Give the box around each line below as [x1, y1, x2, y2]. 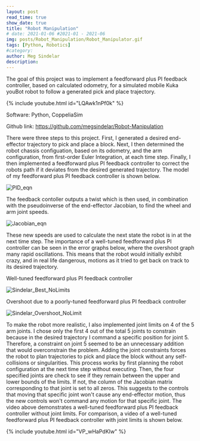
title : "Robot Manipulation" [6, 25, 79, 32]
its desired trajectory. [6, 263, 59, 270]
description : [6, 59, 39, 65]
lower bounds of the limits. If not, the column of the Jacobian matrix [6, 378, 173, 385]
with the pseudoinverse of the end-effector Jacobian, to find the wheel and [6, 201, 192, 209]
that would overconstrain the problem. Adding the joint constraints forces [6, 346, 186, 353]
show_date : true [6, 20, 47, 26]
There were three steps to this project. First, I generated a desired [6, 134, 168, 141]
